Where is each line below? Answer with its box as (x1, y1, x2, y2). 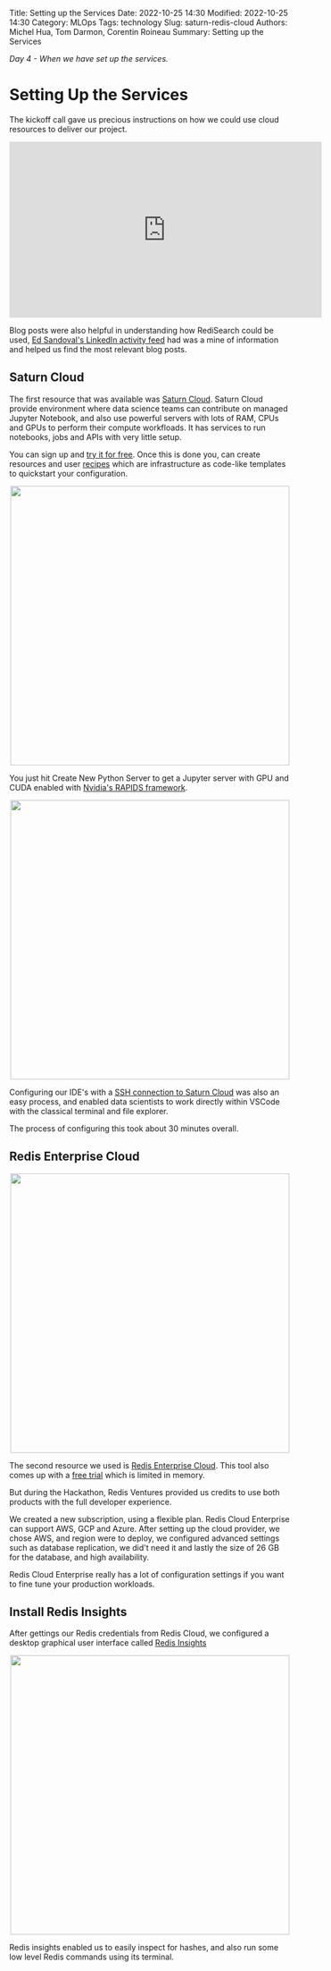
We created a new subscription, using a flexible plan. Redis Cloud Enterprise (9, 1513, 290, 1524)
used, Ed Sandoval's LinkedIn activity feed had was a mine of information (9, 334, 279, 345)
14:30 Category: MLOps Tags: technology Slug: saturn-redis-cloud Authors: (9, 17, 288, 28)
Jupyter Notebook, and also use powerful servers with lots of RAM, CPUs (9, 412, 279, 423)
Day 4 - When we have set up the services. (9, 54, 169, 63)
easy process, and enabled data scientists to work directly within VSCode (9, 1095, 280, 1107)
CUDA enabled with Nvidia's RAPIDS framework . (9, 782, 188, 792)
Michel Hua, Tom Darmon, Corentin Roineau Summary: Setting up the (9, 27, 264, 37)
